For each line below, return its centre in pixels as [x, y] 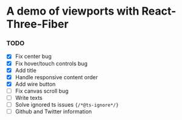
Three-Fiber [37, 24]
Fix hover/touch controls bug [51, 63]
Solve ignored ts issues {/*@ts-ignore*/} [67, 104]
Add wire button [35, 84]
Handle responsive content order [57, 77]
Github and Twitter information [54, 111]
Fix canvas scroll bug [42, 91]
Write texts [29, 97]
